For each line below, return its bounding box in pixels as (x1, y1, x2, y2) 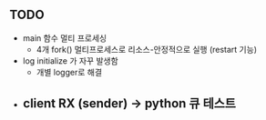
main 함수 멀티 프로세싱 (22, 32, 107, 44)
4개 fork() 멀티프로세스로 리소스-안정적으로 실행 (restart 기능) (36, 44, 258, 55)
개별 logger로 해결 (36, 66, 103, 77)
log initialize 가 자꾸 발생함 (22, 55, 118, 66)
